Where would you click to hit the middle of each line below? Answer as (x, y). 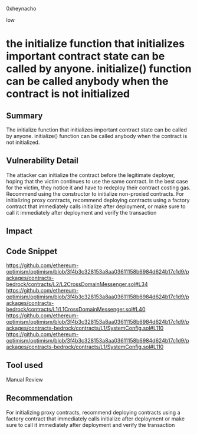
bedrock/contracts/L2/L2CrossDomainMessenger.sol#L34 (77, 284)
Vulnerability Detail (42, 161)
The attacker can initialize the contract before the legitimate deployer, (91, 175)
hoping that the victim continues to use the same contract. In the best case (97, 181)
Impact (19, 231)
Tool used (24, 365)
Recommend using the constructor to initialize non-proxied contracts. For (95, 193)
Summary (24, 115)
